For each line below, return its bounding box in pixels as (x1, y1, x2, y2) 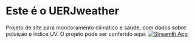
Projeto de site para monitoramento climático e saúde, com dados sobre (5, 24, 187, 31)
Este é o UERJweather (5, 4, 119, 18)
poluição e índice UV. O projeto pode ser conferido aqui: (5, 30, 147, 37)
